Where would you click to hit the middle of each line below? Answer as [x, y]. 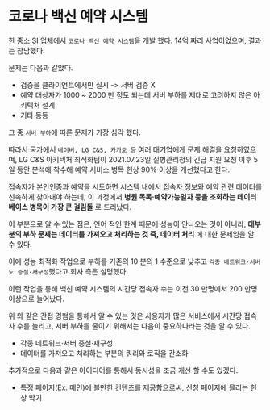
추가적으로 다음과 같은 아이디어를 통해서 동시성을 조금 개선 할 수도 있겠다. [123, 370]
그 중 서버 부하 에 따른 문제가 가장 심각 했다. [75, 132]
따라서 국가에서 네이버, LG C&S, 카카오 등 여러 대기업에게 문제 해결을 [115, 149]
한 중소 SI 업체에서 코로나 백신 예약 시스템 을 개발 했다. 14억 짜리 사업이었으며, [128, 40]
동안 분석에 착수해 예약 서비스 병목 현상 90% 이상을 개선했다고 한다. [123, 169]
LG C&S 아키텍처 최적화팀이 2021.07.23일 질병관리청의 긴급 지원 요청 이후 [135, 159]
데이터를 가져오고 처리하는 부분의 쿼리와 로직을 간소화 [104, 353]
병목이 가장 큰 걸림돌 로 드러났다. [81, 207]
